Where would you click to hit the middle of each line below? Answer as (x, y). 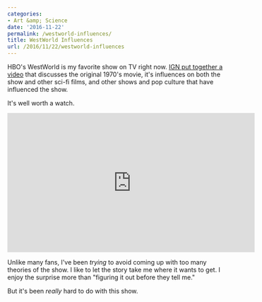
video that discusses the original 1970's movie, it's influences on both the (114, 74)
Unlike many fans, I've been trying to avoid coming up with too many (107, 262)
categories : (25, 14)
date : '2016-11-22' (36, 27)
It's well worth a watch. (41, 103)
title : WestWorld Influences (50, 40)
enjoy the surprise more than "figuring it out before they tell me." (101, 277)
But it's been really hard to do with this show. (73, 291)
